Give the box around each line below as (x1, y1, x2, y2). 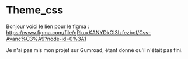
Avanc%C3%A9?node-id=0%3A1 (6, 35, 86, 42)
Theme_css (6, 4, 64, 17)
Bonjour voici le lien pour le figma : (6, 23, 89, 30)
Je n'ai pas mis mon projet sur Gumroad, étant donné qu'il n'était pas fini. (6, 46, 183, 53)
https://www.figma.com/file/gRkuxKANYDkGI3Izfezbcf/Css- (6, 29, 151, 36)
